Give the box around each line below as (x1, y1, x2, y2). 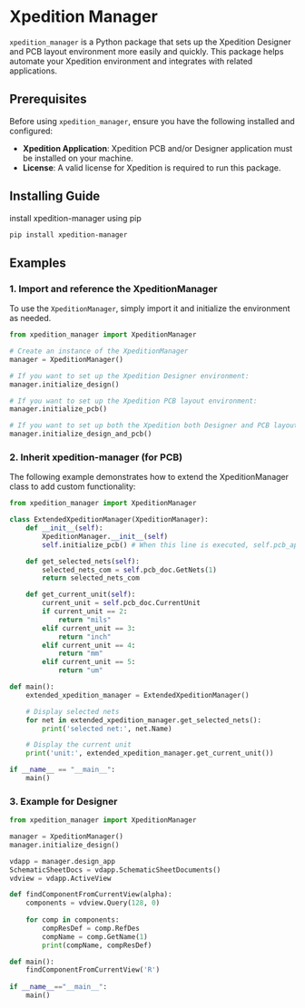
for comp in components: (25, 915, 120, 925)
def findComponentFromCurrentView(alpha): (9, 890, 172, 899)
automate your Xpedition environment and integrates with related (9, 55, 253, 66)
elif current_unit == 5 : (42, 658, 136, 667)
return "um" (57, 666, 103, 675)
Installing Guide (9, 189, 101, 204)
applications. (9, 65, 57, 76)
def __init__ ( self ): (25, 524, 103, 533)
